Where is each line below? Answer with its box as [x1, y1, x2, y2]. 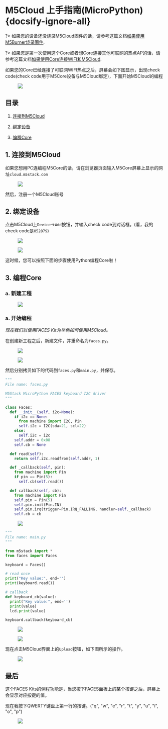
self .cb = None [14, 442, 46, 447]
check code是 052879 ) [5, 228, 49, 234]
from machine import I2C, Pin [18, 419, 82, 424]
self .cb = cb [14, 511, 42, 517]
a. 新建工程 [5, 290, 32, 297]
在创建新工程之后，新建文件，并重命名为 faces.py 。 [5, 338, 111, 344]
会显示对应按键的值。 [5, 692, 49, 698]
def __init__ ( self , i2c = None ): [10, 409, 75, 415]
